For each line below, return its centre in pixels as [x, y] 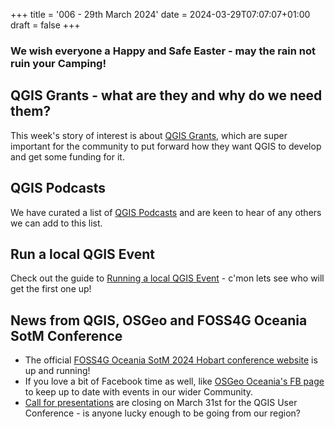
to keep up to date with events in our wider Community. [139, 392]
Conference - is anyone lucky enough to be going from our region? [162, 413]
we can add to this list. [56, 223]
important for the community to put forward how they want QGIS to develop [166, 146]
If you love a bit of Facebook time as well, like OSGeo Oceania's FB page [174, 381]
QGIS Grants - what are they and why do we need [166, 95]
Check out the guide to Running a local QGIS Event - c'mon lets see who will [167, 278]
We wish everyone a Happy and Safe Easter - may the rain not [163, 51]
